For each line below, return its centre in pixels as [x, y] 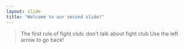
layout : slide [24, 11]
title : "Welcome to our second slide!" [55, 17]
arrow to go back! [42, 40]
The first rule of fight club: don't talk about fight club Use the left [99, 33]
